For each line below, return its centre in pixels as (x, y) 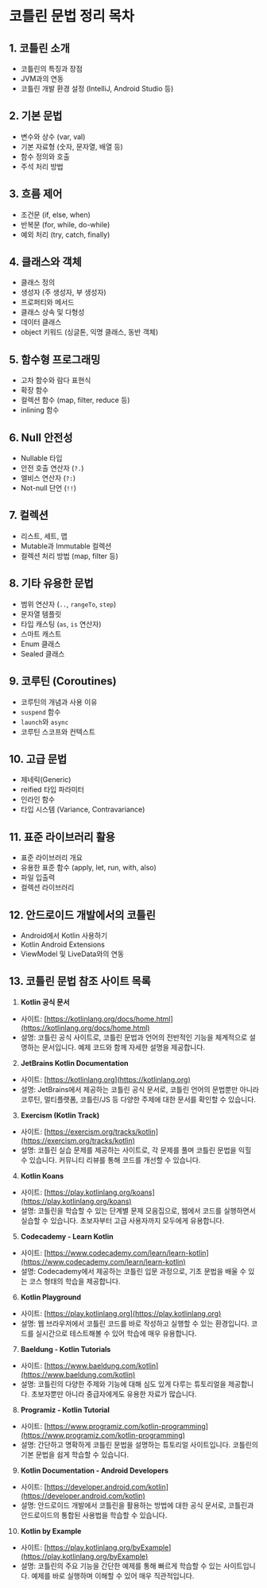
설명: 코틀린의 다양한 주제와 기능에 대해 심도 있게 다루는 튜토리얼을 (123, 1384)
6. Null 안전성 (41, 438)
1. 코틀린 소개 (39, 48)
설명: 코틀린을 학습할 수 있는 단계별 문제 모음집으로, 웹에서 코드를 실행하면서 (138, 1210)
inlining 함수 (40, 410)
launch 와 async (44, 722)
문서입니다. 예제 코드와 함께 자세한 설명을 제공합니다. (124, 1047)
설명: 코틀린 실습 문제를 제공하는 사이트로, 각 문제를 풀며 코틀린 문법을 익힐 (136, 1150)
